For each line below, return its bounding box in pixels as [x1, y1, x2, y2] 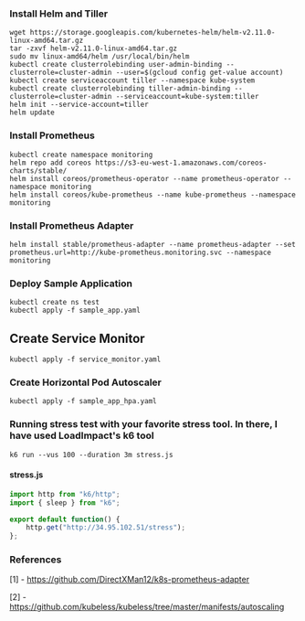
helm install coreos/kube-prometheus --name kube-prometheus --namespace [9, 190, 297, 199]
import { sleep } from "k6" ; [9, 498, 121, 508]
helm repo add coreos [9, 158, 92, 167]
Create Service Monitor [9, 330, 145, 346]
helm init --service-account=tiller [9, 100, 149, 110]
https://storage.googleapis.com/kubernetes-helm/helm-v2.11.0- [29, 28, 276, 37]
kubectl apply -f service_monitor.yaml [9, 355, 162, 364]
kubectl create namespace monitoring [9, 150, 153, 159]
